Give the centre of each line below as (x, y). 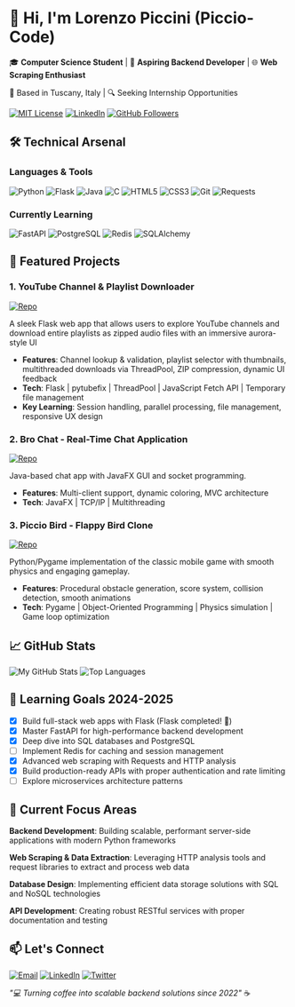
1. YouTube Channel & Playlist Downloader (102, 287)
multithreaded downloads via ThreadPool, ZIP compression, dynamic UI (153, 369)
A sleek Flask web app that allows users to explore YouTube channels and (144, 323)
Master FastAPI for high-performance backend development (132, 731)
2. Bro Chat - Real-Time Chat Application (99, 439)
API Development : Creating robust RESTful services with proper (127, 911)
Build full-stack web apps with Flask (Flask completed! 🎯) (127, 721)
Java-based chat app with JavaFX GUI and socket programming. (128, 475)
